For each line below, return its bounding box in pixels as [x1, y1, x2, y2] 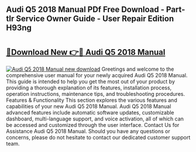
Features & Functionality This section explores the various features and [6, 96, 177, 103]
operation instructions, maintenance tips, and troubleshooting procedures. [6, 91, 185, 97]
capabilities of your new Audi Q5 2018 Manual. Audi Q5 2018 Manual [6, 103, 171, 110]
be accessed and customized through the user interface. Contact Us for [6, 122, 180, 128]
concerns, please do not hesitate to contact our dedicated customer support [6, 134, 191, 141]
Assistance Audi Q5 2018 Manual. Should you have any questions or [6, 128, 171, 134]
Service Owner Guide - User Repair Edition [15, 14, 174, 24]
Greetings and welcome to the [101, 65, 174, 72]
